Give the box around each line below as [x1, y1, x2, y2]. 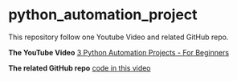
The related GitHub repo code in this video [8, 63, 151, 73]
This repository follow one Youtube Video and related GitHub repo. [8, 32, 229, 42]
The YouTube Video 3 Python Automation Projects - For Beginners [8, 47, 230, 57]
